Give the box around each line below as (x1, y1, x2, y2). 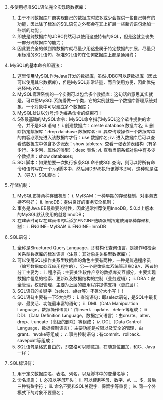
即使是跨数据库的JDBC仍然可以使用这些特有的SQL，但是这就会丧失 (17, 34, 154, 39)
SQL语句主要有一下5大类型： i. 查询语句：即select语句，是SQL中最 (17, 294, 154, 300)
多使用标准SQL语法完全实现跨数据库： (9, 4, 88, 10)
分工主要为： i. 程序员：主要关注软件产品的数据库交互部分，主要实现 (17, 269, 156, 275)
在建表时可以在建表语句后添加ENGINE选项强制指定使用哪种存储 (17, 218, 146, 223)
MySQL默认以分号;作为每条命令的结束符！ (17, 110, 103, 116)
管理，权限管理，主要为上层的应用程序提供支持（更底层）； (21, 282, 140, 288)
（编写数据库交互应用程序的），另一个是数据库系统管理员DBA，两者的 (17, 264, 158, 269)
